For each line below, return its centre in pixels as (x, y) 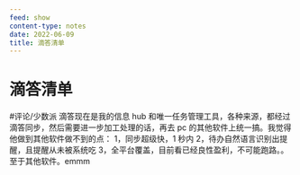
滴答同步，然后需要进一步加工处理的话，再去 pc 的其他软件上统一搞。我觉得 (150, 127)
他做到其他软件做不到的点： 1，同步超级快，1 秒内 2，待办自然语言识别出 (145, 139)
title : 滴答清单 (37, 43)
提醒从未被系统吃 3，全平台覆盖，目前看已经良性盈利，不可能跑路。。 (161, 150)
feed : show (30, 17)
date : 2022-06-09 (42, 34)
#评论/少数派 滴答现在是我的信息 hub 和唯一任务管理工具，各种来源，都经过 (150, 117)
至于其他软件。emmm (50, 162)
